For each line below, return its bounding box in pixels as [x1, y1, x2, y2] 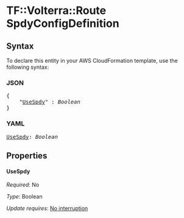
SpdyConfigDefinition [6, 16, 120, 30]
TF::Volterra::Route [6, 4, 107, 18]
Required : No [6, 181, 40, 189]
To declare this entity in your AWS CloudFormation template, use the [6, 57, 178, 64]
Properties [6, 150, 48, 161]
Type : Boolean [6, 193, 43, 200]
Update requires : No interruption [6, 205, 88, 212]
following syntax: [6, 63, 49, 71]
